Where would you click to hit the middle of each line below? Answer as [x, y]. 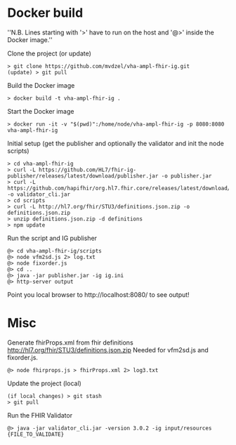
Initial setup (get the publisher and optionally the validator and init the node [116, 143]
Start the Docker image [41, 111]
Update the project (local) [45, 383]
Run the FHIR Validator [40, 415]
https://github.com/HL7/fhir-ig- [87, 170]
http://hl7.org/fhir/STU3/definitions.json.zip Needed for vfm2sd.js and [108, 350]
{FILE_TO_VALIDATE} [36, 434]
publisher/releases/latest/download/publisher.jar [83, 176]
